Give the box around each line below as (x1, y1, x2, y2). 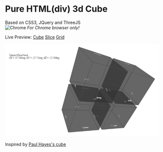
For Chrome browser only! (27, 24, 80, 30)
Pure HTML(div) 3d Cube (5, 3, 108, 15)
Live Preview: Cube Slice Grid (5, 34, 65, 40)
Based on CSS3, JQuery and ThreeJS (5, 19, 81, 25)
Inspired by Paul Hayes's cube (5, 141, 66, 147)
